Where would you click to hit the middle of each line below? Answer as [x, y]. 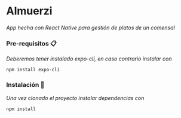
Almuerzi [29, 11]
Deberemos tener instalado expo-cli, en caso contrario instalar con [89, 59]
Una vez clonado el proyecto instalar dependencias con [75, 98]
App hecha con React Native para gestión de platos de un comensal [90, 28]
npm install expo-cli [33, 70]
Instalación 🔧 [25, 85]
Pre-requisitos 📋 [31, 43]
